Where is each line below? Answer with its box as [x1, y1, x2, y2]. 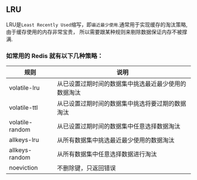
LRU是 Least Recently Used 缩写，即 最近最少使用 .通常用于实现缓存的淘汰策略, [6, 21, 188, 28]
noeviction [9, 164, 38, 172]
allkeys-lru [9, 136, 39, 144]
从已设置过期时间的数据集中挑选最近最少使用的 [57, 80, 186, 88]
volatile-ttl [9, 104, 38, 112]
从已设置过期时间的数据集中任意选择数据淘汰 [57, 123, 181, 131]
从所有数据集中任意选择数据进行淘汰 [57, 150, 157, 158]
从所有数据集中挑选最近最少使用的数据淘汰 [57, 136, 175, 144]
